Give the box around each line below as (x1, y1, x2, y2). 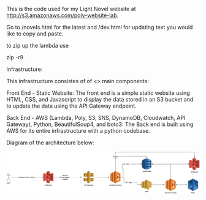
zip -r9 (6, 54, 24, 61)
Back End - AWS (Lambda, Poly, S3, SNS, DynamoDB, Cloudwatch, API (6, 114, 186, 121)
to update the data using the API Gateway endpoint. (6, 102, 137, 109)
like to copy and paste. (6, 30, 64, 37)
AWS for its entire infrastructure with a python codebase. (6, 127, 150, 134)
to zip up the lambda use (6, 42, 69, 49)
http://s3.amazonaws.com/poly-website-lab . (6, 12, 119, 19)
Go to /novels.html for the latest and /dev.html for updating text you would (6, 24, 193, 31)
